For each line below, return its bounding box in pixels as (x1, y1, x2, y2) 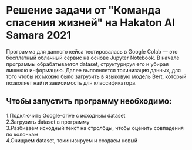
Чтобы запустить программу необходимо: (6, 96, 172, 106)
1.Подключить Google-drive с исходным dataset (6, 112, 126, 119)
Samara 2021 (6, 29, 72, 42)
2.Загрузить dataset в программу (6, 118, 90, 125)
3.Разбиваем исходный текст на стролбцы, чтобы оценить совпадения (6, 124, 184, 131)
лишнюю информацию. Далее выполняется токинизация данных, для (6, 66, 181, 74)
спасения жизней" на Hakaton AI (6, 16, 175, 29)
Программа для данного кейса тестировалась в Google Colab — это (6, 48, 178, 55)
